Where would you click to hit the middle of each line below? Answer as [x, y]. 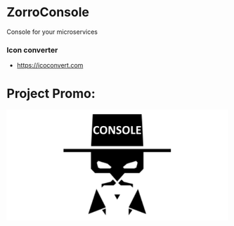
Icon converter [32, 50]
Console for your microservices [52, 32]
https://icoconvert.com [50, 65]
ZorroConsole [48, 12]
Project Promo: [51, 94]
